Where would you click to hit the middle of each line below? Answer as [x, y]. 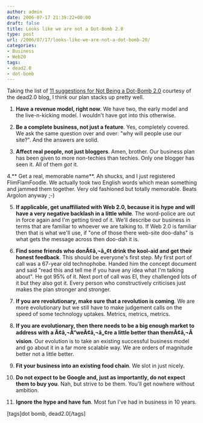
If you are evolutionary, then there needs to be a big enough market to [105, 326]
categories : [22, 46]
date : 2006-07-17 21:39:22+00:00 [49, 18]
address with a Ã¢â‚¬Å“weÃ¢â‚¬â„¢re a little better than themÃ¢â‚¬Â [104, 332]
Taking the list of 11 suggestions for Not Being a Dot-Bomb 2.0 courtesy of [99, 91]
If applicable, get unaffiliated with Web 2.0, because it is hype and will [105, 207]
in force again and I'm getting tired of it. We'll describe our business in [103, 220]
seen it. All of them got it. [47, 164]
